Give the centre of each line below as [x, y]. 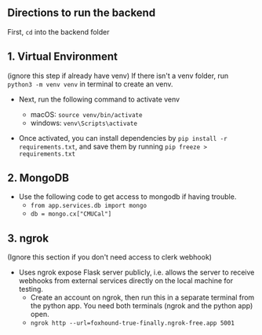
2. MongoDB [38, 178]
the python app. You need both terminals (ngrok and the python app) [142, 306]
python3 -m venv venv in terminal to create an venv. [90, 84]
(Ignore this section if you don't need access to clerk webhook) [110, 257]
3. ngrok [28, 238]
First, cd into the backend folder [58, 31]
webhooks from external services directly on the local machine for [126, 281]
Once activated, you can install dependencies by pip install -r [123, 138]
